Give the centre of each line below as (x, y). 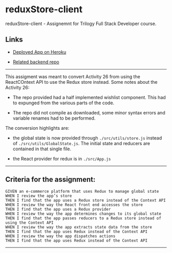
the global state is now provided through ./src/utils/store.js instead (87, 138)
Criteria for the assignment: (50, 180)
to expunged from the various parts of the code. (63, 103)
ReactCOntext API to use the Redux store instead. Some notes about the (81, 82)
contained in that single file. (42, 149)
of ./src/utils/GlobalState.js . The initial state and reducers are (81, 143)
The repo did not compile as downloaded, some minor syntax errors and (89, 112)
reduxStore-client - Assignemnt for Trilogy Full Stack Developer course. (81, 24)
